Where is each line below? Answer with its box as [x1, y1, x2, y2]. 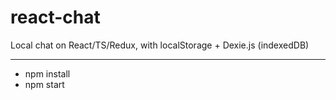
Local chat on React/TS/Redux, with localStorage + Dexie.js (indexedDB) [10, 39, 310, 51]
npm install [24, 67, 71, 80]
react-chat [10, 6, 101, 29]
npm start [24, 78, 65, 90]
